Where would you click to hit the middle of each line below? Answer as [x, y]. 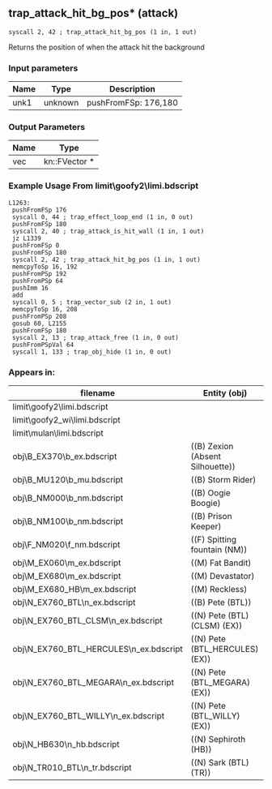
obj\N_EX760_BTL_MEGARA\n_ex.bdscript [93, 682]
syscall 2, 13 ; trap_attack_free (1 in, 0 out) [96, 337]
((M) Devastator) [223, 576]
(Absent [206, 456]
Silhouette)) [213, 467]
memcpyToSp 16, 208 [45, 309]
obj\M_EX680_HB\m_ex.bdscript [74, 589]
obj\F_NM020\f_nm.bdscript [66, 545]
